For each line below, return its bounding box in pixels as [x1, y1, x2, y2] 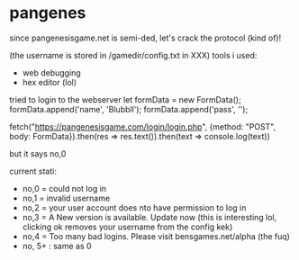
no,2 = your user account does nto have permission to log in [22, 202, 247, 213]
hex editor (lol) [22, 76, 77, 87]
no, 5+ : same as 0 [22, 240, 92, 251]
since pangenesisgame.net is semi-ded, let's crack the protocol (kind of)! [9, 32, 282, 43]
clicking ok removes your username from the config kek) [22, 221, 233, 232]
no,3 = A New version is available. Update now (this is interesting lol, [22, 211, 277, 222]
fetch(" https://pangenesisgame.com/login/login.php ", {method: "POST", [9, 121, 276, 132]
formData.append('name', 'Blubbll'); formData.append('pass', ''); [9, 103, 249, 114]
